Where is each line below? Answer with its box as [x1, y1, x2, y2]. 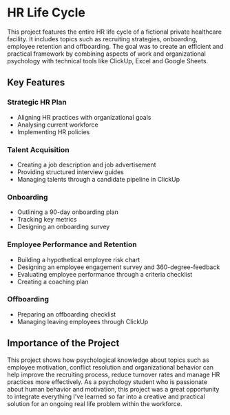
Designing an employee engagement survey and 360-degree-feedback [17, 263, 220, 271]
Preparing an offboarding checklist [17, 310, 116, 318]
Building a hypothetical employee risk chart [17, 255, 140, 264]
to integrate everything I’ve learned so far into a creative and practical [7, 392, 205, 401]
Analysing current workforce [17, 120, 98, 129]
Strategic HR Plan [7, 98, 67, 107]
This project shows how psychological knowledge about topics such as [7, 356, 210, 364]
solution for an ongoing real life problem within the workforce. [7, 399, 182, 407]
